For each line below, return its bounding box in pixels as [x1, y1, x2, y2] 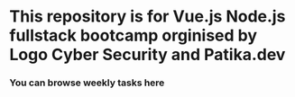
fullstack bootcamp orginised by [9, 25, 258, 46]
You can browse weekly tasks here [9, 76, 165, 89]
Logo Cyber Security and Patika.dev [9, 45, 286, 65]
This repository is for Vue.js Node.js [9, 6, 286, 27]
